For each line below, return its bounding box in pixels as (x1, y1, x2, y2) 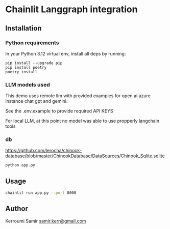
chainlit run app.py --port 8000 (5, 190, 77, 195)
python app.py (5, 163, 36, 168)
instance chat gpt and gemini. (5, 98, 68, 104)
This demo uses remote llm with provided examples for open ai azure (5, 93, 151, 99)
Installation (5, 24, 42, 33)
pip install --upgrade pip (5, 60, 63, 66)
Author (5, 205, 28, 213)
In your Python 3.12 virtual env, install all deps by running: (5, 50, 126, 56)
